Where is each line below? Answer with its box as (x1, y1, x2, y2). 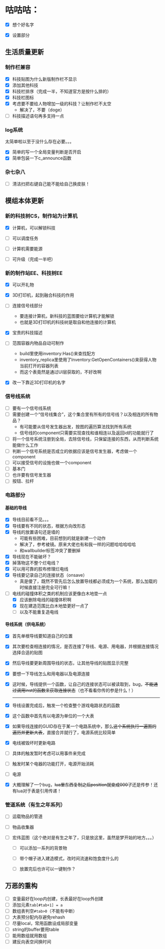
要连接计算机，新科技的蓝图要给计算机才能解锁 (19, 313, 114, 319)
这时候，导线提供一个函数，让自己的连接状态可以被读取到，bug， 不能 (12, 681, 154, 687)
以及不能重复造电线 (19, 609, 59, 615)
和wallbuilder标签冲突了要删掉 (19, 547, 81, 553)
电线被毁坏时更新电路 (12, 740, 55, 745)
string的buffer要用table (12, 926, 59, 932)
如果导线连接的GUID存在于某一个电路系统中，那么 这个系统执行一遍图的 (12, 723, 157, 729)
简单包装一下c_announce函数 (12, 155, 72, 161)
